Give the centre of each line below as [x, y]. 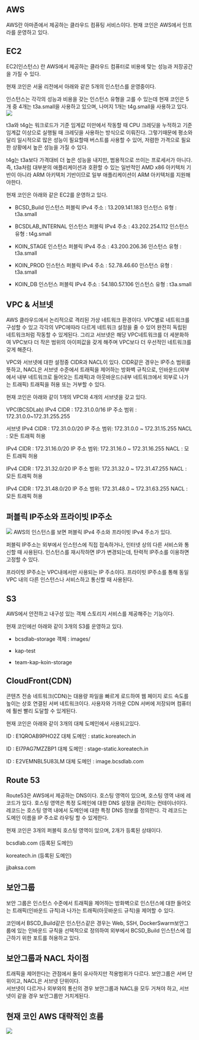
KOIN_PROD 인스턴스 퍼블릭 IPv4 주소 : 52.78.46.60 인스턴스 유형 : [94, 265]
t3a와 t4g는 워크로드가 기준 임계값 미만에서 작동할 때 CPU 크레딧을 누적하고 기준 [99, 125]
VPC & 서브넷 [30, 305]
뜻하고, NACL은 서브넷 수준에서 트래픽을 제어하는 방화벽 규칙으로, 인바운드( [93, 370]
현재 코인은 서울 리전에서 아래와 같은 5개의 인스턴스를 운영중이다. [81, 86]
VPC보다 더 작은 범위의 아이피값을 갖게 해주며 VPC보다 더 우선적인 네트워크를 [102, 342]
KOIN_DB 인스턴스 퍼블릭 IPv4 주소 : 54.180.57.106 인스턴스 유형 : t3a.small [103, 284]
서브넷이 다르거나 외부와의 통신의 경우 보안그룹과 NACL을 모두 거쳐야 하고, [92, 988]
